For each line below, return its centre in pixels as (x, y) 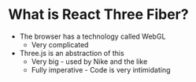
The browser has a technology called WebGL (92, 36)
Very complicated (60, 44)
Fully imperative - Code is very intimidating (101, 69)
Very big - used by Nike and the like (89, 61)
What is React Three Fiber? (98, 15)
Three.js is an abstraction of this (72, 53)
